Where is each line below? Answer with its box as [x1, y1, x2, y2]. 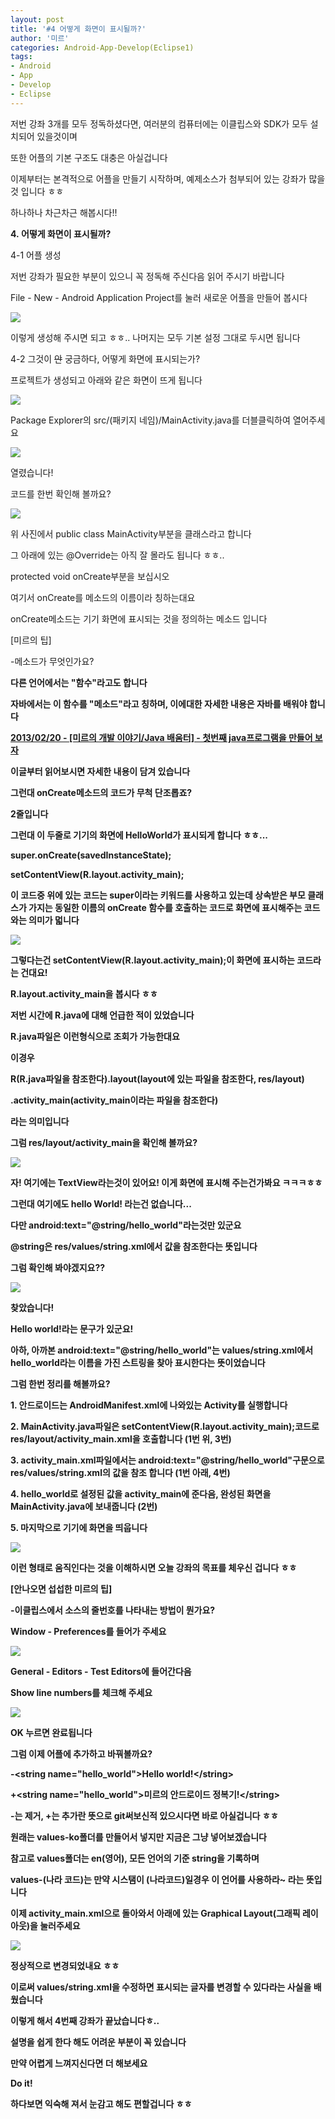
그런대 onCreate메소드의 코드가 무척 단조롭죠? [10, 786, 193, 798]
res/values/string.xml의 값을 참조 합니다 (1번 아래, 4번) [10, 1466, 231, 1478]
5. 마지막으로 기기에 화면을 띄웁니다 [10, 1521, 148, 1533]
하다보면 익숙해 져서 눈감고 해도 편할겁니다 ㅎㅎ [10, 2097, 193, 2110]
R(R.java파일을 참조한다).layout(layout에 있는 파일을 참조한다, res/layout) [10, 1072, 305, 1085]
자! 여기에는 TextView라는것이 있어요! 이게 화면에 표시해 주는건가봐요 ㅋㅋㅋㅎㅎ [10, 1176, 323, 1188]
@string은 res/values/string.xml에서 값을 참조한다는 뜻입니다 [10, 1240, 258, 1252]
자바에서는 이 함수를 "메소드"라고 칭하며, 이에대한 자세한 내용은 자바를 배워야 [10, 697, 308, 710]
